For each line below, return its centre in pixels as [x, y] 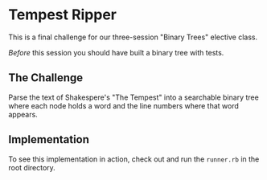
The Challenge [46, 78]
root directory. [32, 167]
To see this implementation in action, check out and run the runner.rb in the [134, 159]
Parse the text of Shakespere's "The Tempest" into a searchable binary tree [133, 97]
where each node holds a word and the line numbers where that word [124, 105]
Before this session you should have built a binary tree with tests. [116, 52]
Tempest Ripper [62, 15]
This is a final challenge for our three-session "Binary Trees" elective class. [133, 37]
